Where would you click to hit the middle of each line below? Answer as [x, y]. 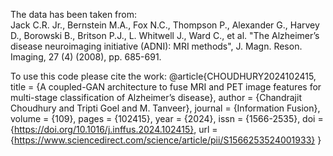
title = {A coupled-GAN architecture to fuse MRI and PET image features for [166, 87]
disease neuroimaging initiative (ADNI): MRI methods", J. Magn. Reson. [156, 46]
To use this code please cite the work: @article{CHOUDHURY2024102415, [163, 76]
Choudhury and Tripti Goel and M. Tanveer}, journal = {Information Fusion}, [165, 108]
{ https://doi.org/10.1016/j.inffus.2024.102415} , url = [114, 129]
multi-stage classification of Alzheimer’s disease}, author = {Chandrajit [156, 97]
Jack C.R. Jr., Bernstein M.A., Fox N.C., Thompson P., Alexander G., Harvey [165, 25]
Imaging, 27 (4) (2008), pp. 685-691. [86, 57]
